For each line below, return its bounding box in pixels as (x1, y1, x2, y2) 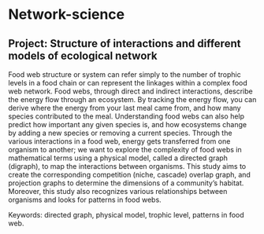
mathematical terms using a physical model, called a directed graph (8, 153, 229, 163)
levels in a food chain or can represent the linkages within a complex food (8, 79, 247, 87)
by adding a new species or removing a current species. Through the (8, 128, 232, 137)
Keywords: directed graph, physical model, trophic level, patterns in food (8, 210, 244, 219)
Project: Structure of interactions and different (8, 37, 241, 50)
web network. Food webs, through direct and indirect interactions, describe (8, 86, 254, 96)
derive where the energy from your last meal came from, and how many (8, 104, 242, 112)
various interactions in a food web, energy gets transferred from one (8, 137, 231, 146)
